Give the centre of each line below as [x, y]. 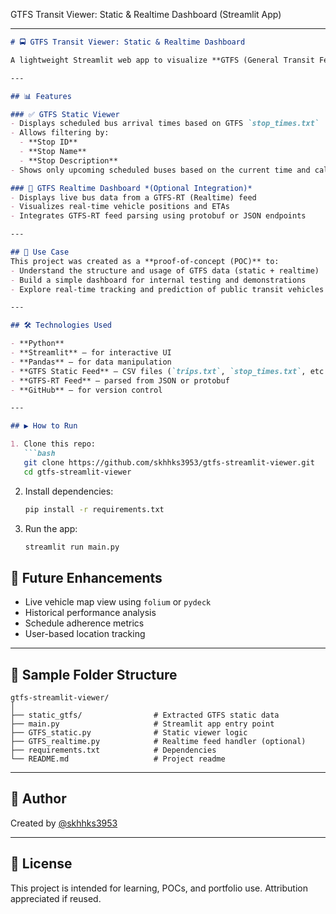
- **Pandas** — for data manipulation [91, 362]
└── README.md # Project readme [118, 759]
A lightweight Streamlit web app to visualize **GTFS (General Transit [162, 60]
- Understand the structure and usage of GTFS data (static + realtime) [165, 270]
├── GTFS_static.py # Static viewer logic [129, 733]
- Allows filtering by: [60, 133]
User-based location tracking [85, 634]
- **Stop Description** [68, 160]
